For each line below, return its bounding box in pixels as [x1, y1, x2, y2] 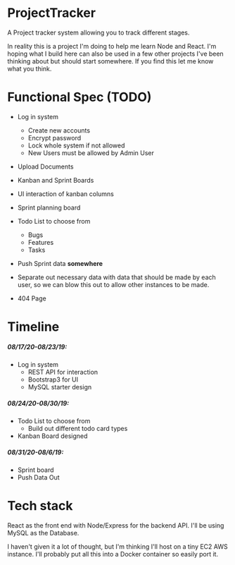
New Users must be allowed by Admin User [27, 148, 155, 157]
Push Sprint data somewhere [17, 259, 103, 267]
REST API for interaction [27, 368, 99, 377]
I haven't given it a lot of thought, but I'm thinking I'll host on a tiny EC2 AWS [7, 542, 228, 551]
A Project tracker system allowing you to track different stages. [7, 28, 190, 37]
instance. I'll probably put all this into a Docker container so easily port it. [7, 549, 219, 558]
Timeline [7, 319, 60, 335]
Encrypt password [27, 133, 82, 142]
